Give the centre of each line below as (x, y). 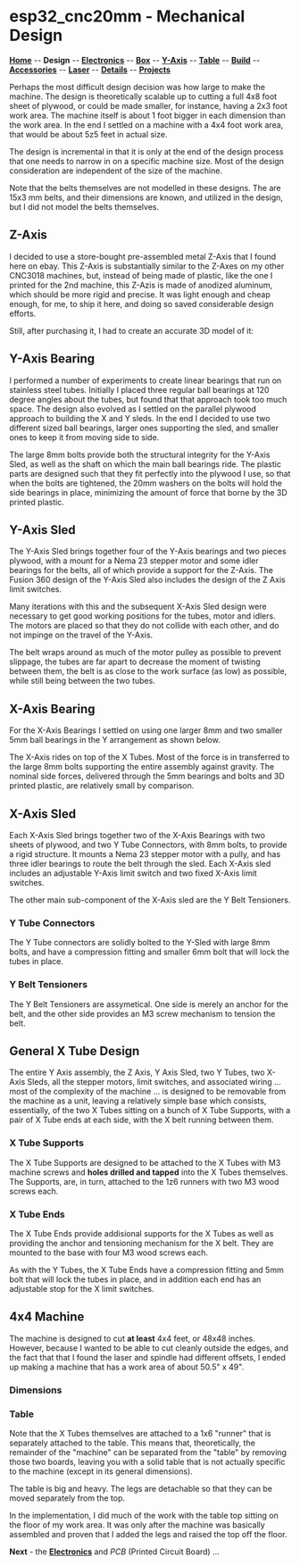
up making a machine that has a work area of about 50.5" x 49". (127, 1367)
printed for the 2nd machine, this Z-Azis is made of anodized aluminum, (141, 285)
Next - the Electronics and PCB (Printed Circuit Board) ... (115, 1552)
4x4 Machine (47, 1317)
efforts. (23, 313)
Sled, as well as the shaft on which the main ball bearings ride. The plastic (145, 464)
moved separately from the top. (67, 1498)
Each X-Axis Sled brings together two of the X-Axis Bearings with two (137, 835)
